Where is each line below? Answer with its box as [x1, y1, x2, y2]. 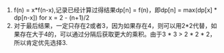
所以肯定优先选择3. [13, 39, 68, 46]
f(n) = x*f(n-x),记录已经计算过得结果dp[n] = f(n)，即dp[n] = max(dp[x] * [13, 6, 218, 14]
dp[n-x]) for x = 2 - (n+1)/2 [13, 14, 90, 22]
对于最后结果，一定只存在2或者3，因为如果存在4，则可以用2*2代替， [13, 22, 212, 29]
